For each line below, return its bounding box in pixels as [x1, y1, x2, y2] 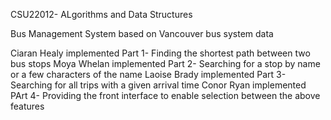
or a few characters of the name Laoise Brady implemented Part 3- [10, 69, 287, 80]
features [10, 100, 45, 112]
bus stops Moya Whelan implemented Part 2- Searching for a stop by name [10, 58, 321, 69]
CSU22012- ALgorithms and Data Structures [10, 9, 193, 20]
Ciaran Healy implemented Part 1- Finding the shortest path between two [10, 47, 311, 59]
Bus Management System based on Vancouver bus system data [10, 28, 274, 39]
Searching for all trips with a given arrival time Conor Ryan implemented [10, 79, 307, 91]
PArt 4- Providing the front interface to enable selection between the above [10, 90, 321, 101]
